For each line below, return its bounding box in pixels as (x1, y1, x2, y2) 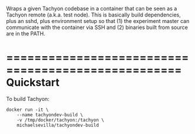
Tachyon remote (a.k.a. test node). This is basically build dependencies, (6, 11, 181, 18)
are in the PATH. (6, 30, 45, 37)
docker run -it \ (6, 106, 49, 113)
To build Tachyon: (6, 95, 50, 102)
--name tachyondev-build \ (17, 112, 83, 117)
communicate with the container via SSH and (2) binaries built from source (6, 24, 188, 31)
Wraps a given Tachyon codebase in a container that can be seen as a (6, 5, 177, 12)
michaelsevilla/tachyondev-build (17, 122, 99, 128)
